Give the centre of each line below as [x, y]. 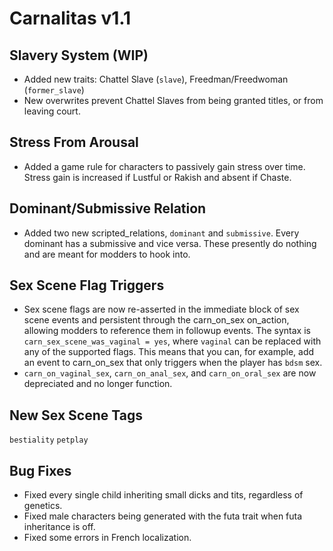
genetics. [43, 506]
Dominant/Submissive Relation [108, 208]
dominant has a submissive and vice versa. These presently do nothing [170, 243]
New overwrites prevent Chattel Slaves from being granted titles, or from [173, 100]
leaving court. [52, 111]
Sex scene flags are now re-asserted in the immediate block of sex [161, 309]
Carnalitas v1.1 [70, 18]
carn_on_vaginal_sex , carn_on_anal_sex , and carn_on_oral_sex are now [170, 373]
